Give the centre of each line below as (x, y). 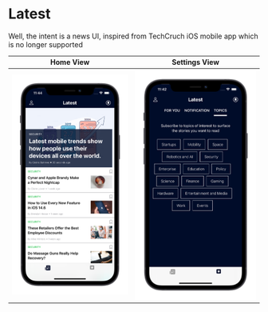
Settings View (195, 62)
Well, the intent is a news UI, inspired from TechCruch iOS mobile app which (134, 36)
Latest (30, 14)
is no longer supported (46, 44)
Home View (70, 62)
